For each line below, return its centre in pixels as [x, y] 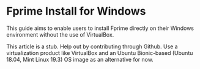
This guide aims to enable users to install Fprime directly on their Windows [100, 28]
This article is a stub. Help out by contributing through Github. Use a [92, 46]
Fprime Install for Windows [76, 11]
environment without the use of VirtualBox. [60, 34]
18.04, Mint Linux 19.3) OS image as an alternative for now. [80, 59]
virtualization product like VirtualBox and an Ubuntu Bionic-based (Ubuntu [100, 53]
